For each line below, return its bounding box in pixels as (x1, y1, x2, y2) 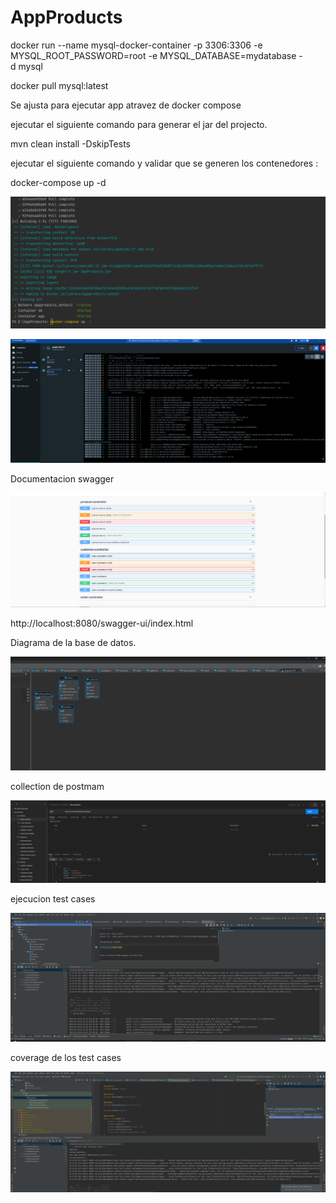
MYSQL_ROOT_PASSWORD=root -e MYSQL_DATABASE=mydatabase (10, 49, 297, 61)
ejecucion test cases (10, 893, 96, 905)
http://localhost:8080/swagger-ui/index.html (10, 617, 194, 630)
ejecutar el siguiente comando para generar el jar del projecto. (10, 118, 268, 130)
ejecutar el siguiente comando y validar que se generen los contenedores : (10, 157, 319, 169)
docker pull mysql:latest (10, 79, 109, 91)
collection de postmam (10, 781, 105, 793)
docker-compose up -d (10, 176, 107, 188)
